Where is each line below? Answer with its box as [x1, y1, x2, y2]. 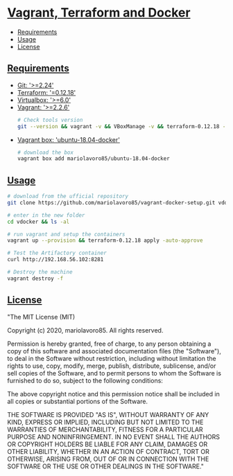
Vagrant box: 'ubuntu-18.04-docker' [17, 135, 120, 143]
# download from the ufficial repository [7, 193, 129, 200]
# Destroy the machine [7, 269, 73, 276]
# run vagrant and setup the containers [7, 231, 126, 238]
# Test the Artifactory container [7, 249, 107, 257]
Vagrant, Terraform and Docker [7, 5, 191, 21]
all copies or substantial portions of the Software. [7, 397, 148, 405]
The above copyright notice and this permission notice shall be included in [7, 389, 220, 398]
